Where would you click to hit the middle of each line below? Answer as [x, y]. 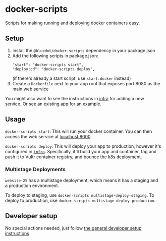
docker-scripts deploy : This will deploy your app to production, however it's [83, 146]
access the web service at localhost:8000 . [49, 136]
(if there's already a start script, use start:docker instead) [72, 78]
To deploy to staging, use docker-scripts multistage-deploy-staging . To [80, 195]
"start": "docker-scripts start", [48, 65]
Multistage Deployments [35, 170]
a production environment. [32, 185]
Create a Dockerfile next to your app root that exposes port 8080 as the [86, 83]
